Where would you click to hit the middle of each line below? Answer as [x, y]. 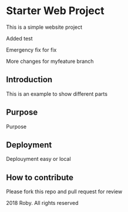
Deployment [29, 145]
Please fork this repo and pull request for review [64, 191]
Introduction [29, 80]
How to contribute [40, 177]
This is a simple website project [44, 27]
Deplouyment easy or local [39, 159]
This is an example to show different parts [57, 94]
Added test [20, 38]
